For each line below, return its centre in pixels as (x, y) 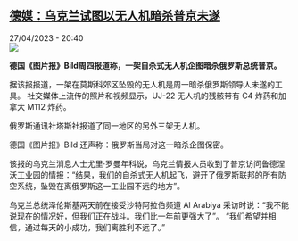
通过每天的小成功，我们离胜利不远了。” (95, 227)
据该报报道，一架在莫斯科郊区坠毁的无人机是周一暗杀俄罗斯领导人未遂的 (142, 84)
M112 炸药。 (49, 106)
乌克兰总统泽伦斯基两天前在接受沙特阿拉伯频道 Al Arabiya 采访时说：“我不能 (149, 204)
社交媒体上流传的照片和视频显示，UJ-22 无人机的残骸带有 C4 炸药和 (153, 96)
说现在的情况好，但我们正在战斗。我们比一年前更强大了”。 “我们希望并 (139, 216)
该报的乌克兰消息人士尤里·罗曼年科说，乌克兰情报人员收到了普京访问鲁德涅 (147, 163)
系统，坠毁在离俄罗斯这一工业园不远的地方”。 (101, 186)
